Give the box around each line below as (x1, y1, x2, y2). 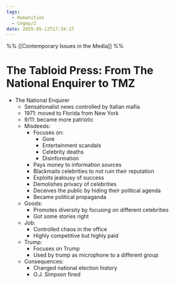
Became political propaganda (33, 194, 107, 201)
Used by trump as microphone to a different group (33, 251, 159, 259)
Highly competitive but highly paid (33, 232, 119, 240)
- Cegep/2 (12, 20, 36, 26)
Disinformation (42, 155, 79, 162)
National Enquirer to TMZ (6, 76, 136, 90)
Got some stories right (33, 213, 89, 220)
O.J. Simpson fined (33, 271, 81, 278)
